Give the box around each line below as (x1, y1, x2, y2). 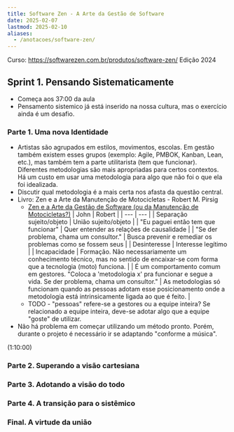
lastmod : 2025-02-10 (7, 23, 68, 30)
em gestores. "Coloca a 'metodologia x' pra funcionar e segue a (27, 270, 213, 278)
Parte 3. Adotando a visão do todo (7, 380, 125, 390)
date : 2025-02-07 (7, 17, 58, 24)
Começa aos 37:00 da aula (17, 94, 95, 103)
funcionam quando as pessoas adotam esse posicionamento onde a (27, 285, 226, 294)
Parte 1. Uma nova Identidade (7, 127, 109, 137)
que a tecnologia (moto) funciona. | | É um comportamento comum (27, 263, 221, 271)
